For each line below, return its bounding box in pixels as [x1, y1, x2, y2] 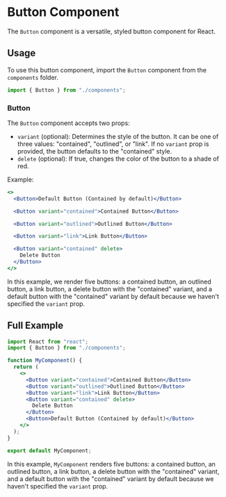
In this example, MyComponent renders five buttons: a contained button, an [7, 459, 216, 468]
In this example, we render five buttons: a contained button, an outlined [7, 277, 212, 286]
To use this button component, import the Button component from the [7, 65, 207, 74]
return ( [13, 364, 39, 370]
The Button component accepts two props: [7, 119, 130, 127]
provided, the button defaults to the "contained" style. [17, 147, 172, 155]
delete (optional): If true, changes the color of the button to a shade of [17, 154, 219, 163]
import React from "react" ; [7, 338, 89, 345]
